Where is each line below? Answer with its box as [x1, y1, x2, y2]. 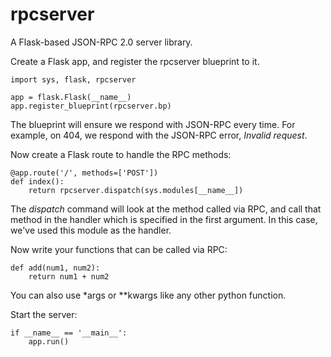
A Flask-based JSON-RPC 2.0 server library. [10, 36, 193, 48]
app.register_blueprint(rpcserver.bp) [10, 101, 172, 111]
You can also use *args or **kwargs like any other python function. [10, 289, 287, 301]
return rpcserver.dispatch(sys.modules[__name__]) [28, 185, 244, 195]
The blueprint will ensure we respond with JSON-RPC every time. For [10, 118, 296, 130]
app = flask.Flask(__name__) [10, 92, 132, 102]
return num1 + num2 [28, 271, 110, 282]
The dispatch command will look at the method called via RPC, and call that [10, 203, 322, 215]
